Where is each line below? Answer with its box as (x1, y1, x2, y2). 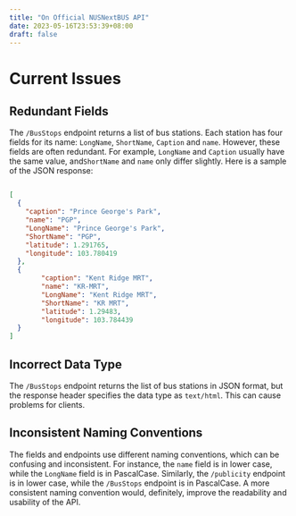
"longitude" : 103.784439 (41, 315, 134, 325)
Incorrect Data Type (9, 357, 122, 372)
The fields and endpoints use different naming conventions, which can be (9, 449, 280, 460)
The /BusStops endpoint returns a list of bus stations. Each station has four (9, 127, 284, 139)
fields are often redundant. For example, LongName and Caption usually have (9, 147, 285, 157)
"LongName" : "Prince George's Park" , (25, 224, 166, 233)
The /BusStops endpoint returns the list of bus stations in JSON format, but (9, 380, 284, 391)
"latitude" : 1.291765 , (25, 241, 110, 250)
